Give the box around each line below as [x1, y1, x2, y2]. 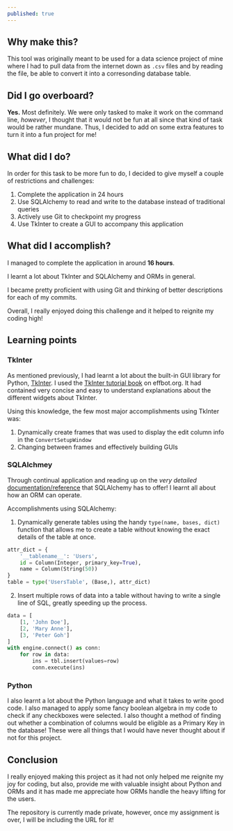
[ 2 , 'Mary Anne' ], [19, 625, 73, 632]
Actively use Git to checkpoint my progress [17, 212, 141, 221]
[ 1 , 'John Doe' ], [19, 619, 70, 626]
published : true [7, 10, 54, 17]
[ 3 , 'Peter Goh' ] [19, 631, 70, 639]
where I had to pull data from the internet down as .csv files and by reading [7, 62, 223, 71]
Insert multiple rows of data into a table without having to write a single [17, 591, 221, 600]
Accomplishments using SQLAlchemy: [7, 504, 117, 513]
